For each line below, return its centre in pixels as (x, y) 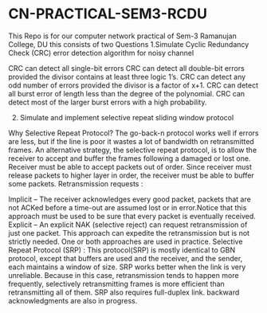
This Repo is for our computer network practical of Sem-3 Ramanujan (122, 36)
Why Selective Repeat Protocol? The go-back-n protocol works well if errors (133, 133)
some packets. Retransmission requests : (76, 183)
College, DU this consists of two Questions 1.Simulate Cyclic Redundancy (129, 44)
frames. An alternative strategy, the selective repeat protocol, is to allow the (133, 150)
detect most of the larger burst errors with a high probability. (108, 102)
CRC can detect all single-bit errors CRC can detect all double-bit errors (126, 68)
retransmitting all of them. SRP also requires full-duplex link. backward (124, 292)
